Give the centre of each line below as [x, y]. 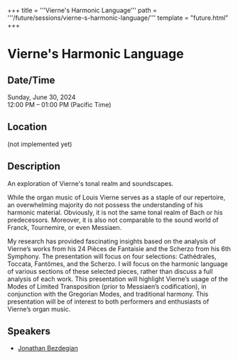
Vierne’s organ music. [39, 309]
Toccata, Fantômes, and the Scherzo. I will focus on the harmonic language [118, 264]
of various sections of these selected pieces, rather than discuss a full [110, 271]
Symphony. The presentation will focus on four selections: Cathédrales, [112, 256]
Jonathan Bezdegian [48, 348]
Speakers [29, 332]
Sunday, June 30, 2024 [42, 97]
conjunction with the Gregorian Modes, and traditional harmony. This [108, 294]
